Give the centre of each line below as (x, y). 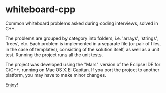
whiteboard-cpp (40, 9)
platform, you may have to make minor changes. (56, 75)
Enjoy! (12, 85)
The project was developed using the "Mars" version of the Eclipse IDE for (83, 64)
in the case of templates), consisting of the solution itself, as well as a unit (82, 49)
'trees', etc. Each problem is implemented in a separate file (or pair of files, (83, 43)
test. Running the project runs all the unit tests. (54, 55)
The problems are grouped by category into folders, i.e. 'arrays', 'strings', (82, 38)
